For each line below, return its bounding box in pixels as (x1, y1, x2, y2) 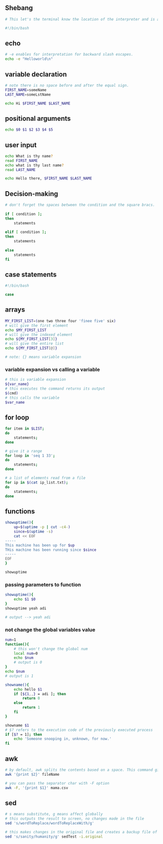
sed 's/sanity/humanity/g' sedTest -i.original (5, 834, 103, 839)
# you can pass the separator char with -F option (5, 781, 110, 785)
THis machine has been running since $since (5, 547, 97, 552)
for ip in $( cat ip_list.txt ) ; (5, 480, 68, 485)
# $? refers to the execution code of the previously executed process (5, 727, 153, 732)
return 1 (22, 705, 40, 710)
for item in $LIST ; (5, 426, 45, 431)
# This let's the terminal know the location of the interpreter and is (5, 17, 155, 21)
